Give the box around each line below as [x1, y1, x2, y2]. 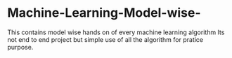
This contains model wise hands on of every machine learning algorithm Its [7, 28, 225, 36]
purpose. [7, 43, 34, 51]
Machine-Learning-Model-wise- [7, 5, 202, 21]
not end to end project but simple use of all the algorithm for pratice [7, 35, 204, 43]
